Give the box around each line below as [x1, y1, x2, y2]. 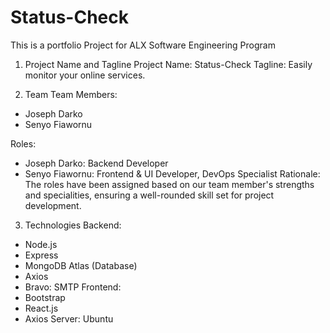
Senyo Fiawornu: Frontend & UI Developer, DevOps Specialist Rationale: [24, 167, 321, 180]
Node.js [24, 238, 58, 250]
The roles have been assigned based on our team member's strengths [24, 178, 315, 190]
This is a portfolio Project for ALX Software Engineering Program [10, 39, 276, 51]
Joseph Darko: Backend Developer [24, 157, 169, 169]
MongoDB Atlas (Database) [24, 259, 138, 271]
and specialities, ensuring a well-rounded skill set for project [24, 189, 275, 201]
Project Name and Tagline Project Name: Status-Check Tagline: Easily [24, 58, 313, 70]
